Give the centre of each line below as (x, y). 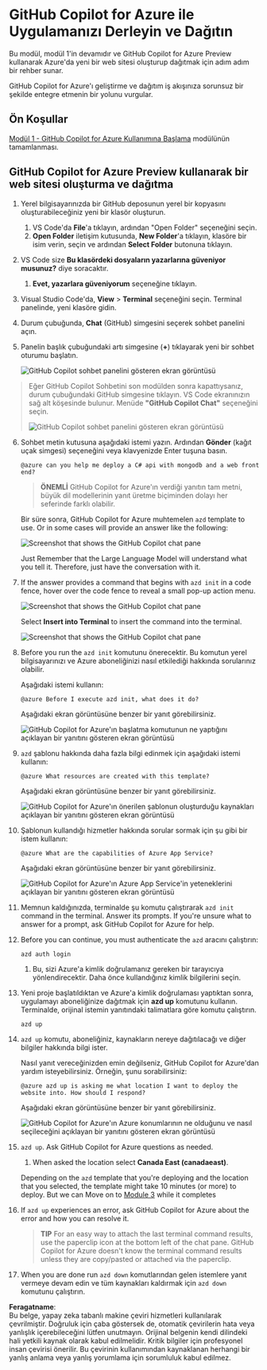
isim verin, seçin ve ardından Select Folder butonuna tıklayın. (132, 244)
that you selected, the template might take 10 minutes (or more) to (128, 1186)
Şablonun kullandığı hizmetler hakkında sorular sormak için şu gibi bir (134, 830)
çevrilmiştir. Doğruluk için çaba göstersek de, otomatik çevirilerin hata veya (132, 1324)
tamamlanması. (34, 147)
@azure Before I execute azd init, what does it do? (110, 699)
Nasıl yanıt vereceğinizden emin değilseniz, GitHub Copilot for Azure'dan (139, 1063)
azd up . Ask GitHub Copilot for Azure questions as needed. (117, 1147)
